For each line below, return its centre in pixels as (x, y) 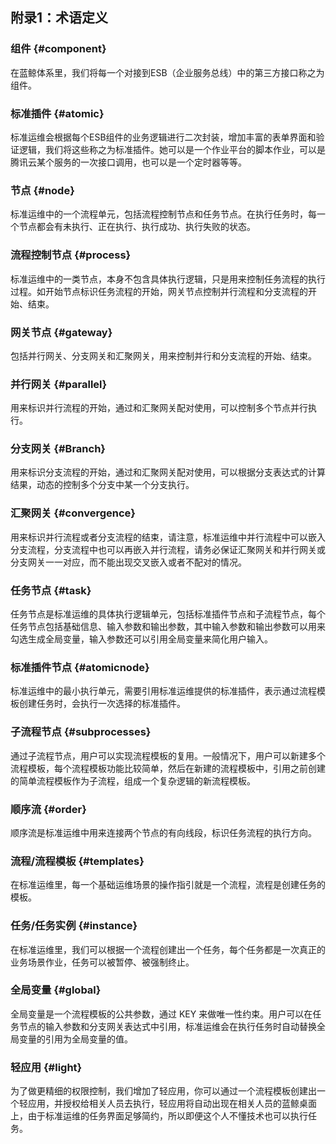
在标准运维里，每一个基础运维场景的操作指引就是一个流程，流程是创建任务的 (168, 885)
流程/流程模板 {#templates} (77, 861)
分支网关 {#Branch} (58, 449)
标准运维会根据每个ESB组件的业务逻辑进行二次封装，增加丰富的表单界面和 (163, 137)
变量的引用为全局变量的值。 (75, 1039)
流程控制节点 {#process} (71, 255)
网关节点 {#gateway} (61, 332)
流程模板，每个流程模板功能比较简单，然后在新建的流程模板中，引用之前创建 (168, 768)
